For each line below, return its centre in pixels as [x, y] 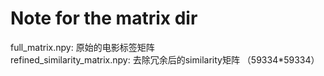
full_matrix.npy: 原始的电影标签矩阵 [82, 47]
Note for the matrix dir [104, 18]
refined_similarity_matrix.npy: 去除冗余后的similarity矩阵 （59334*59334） [165, 59]
